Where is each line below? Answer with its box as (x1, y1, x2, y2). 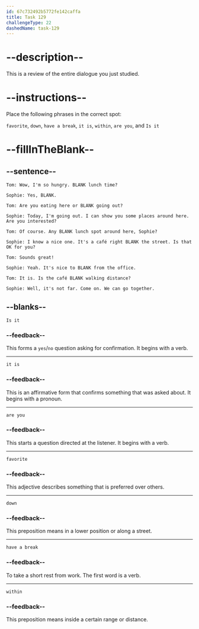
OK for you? (6, 244, 36, 251)
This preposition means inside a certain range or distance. (6, 616, 148, 623)
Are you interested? (6, 219, 57, 224)
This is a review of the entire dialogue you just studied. (6, 70, 140, 78)
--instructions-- (6, 91, 87, 104)
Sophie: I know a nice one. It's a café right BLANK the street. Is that (6, 239, 192, 245)
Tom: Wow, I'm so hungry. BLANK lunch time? (6, 182, 118, 188)
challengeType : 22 (6, 20, 52, 25)
